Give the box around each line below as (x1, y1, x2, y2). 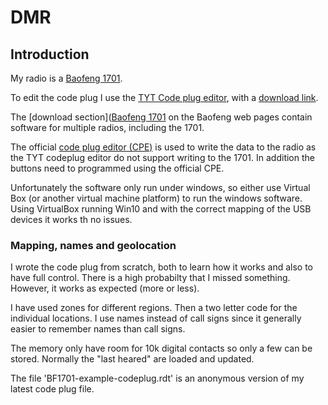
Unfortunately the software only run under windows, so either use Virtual (10, 182, 311, 193)
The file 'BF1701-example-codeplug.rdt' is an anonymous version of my (10, 372, 305, 385)
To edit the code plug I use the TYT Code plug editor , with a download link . (10, 92, 319, 103)
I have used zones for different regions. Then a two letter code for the (10, 302, 298, 314)
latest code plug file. (10, 383, 95, 395)
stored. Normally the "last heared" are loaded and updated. (10, 353, 255, 365)
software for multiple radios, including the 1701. (10, 122, 205, 133)
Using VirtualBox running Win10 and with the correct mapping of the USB (10, 203, 312, 215)
